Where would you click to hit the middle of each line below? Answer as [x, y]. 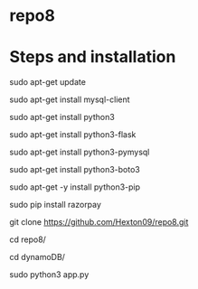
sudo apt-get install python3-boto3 [75, 170]
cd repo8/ [28, 239]
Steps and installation [93, 57]
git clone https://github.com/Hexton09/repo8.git [99, 222]
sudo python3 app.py [49, 275]
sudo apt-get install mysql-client [70, 99]
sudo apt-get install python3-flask [73, 135]
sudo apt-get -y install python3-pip [75, 187]
